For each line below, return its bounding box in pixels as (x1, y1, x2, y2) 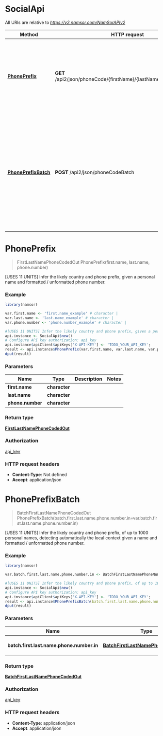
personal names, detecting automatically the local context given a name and (5, 535, 158, 541)
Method (19, 31, 38, 37)
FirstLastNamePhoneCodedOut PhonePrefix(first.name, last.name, (16, 259, 150, 265)
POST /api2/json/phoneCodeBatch (55, 169, 134, 176)
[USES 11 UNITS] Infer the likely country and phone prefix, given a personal (5, 274, 155, 279)
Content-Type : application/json (12, 720, 75, 726)
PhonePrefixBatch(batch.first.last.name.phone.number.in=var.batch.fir (16, 515, 158, 521)
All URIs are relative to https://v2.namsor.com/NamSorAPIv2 (5, 19, 126, 25)
